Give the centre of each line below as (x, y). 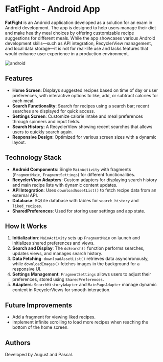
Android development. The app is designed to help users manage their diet (81, 27)
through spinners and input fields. (46, 121)
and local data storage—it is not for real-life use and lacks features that (77, 48)
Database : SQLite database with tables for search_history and (75, 200)
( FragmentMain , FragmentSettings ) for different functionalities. (74, 174)
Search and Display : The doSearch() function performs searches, (78, 248)
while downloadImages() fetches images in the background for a (76, 264)
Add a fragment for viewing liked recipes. (54, 317)
